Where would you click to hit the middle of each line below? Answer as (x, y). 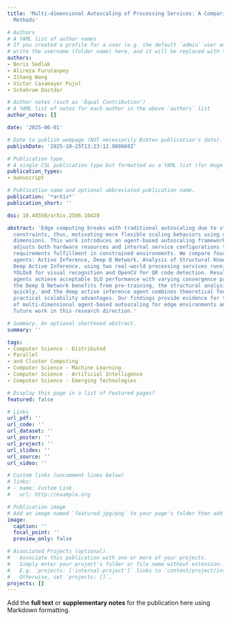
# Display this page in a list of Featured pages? (81, 393)
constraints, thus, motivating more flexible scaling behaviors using (117, 235)
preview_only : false (43, 539)
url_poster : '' (29, 437)
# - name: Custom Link (40, 488)
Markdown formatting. (38, 610)
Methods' (26, 20)
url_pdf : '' (24, 418)
